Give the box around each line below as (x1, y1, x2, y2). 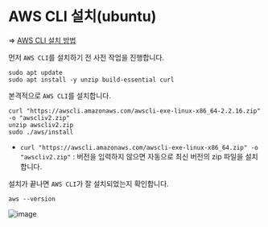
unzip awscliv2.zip (8, 121, 74, 129)
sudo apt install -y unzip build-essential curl (8, 76, 175, 84)
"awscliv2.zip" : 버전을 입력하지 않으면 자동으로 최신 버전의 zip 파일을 (19, 151, 244, 161)
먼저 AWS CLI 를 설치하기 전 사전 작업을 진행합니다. (8, 52, 165, 62)
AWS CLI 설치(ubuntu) (8, 7, 157, 26)
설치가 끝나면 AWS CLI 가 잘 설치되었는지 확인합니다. (8, 179, 169, 188)
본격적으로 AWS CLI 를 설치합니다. (8, 90, 111, 101)
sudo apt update (8, 68, 63, 76)
